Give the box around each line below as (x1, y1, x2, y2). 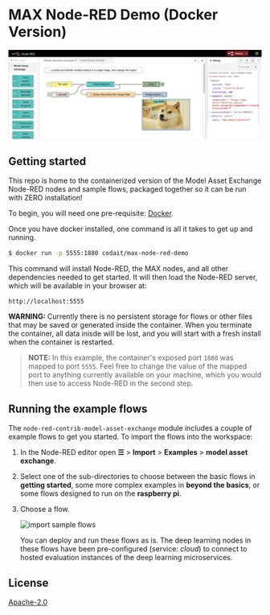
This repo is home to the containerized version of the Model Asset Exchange (8, 175, 262, 186)
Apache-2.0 (8, 597, 48, 607)
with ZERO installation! (8, 193, 83, 203)
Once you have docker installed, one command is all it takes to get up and (8, 224, 253, 234)
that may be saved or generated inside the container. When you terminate (8, 320, 252, 330)
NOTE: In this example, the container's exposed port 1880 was (27, 353, 235, 363)
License (8, 576, 49, 589)
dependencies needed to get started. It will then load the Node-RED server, (8, 272, 258, 283)
